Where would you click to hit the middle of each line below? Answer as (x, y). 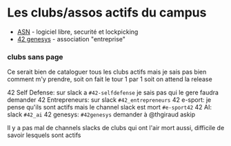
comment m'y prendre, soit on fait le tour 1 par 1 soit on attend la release (110, 79)
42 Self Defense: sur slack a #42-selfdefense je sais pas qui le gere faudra (113, 93)
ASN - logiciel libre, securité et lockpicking (78, 32)
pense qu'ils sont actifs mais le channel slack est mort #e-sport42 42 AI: (110, 107)
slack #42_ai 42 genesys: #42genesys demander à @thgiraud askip (101, 114)
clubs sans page (35, 56)
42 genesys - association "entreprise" (71, 39)
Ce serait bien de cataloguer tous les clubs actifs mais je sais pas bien (107, 72)
